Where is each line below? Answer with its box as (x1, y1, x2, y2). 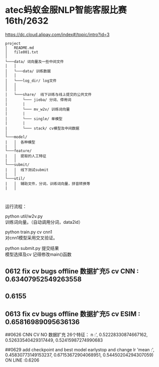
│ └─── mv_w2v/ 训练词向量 (5, 107, 70, 112)
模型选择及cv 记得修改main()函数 (5, 251, 72, 257)
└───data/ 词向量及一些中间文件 (5, 59, 64, 64)
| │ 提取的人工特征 (5, 153, 47, 158)
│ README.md (5, 45, 34, 50)
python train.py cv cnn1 (5, 229, 53, 235)
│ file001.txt (5, 50, 38, 55)
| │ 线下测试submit (5, 167, 49, 172)
